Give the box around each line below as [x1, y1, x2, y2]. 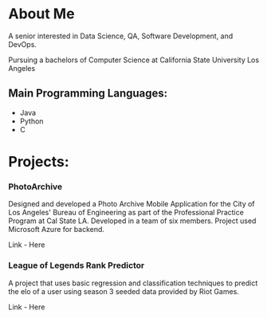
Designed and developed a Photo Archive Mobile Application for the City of [8, 199, 255, 209]
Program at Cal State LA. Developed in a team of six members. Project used [8, 216, 257, 226]
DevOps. [8, 39, 37, 49]
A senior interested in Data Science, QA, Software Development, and [8, 31, 234, 41]
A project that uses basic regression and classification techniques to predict [8, 278, 258, 288]
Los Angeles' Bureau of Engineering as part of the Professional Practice [8, 208, 245, 218]
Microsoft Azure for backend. [8, 225, 105, 234]
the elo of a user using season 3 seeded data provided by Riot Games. [8, 286, 239, 296]
